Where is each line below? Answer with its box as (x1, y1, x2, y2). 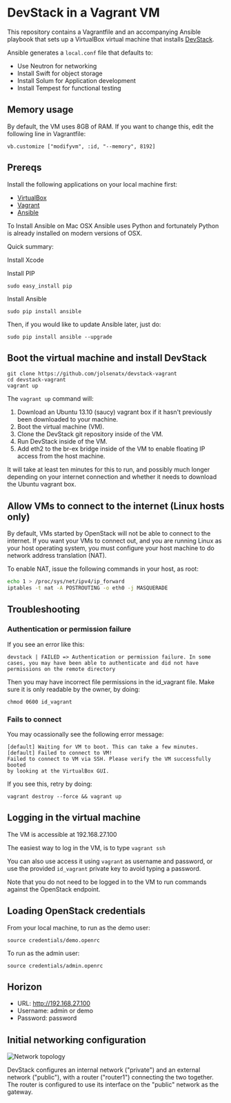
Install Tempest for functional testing (17, 84, 122, 92)
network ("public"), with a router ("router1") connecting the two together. (7, 1073, 214, 1082)
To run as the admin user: (7, 949, 80, 957)
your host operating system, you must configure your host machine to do (7, 544, 215, 552)
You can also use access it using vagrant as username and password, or (7, 857, 213, 865)
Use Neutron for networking (17, 62, 97, 70)
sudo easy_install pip (7, 282, 72, 290)
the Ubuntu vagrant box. (7, 480, 77, 489)
